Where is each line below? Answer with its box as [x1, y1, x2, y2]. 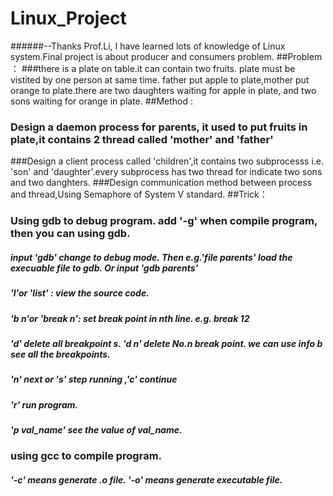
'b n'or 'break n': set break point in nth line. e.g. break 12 [10, 312, 250, 324]
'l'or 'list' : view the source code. [10, 287, 150, 299]
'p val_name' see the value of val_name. [10, 424, 183, 436]
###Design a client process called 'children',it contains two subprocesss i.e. [10, 155, 324, 167]
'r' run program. [10, 398, 79, 411]
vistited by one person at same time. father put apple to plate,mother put [10, 73, 310, 86]
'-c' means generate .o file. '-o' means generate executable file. [10, 473, 283, 486]
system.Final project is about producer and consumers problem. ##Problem [10, 50, 323, 62]
